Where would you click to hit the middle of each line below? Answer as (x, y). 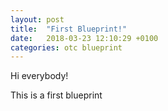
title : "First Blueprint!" (69, 29)
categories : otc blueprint (66, 47)
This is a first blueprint (56, 95)
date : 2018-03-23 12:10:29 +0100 (84, 38)
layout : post (37, 19)
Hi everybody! (39, 76)
